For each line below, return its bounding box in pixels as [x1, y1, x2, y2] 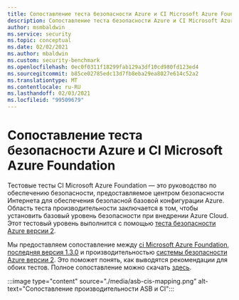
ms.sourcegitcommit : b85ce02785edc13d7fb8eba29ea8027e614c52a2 [7, 70, 199, 77]
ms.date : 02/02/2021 [7, 43, 69, 51]
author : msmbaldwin [7, 24, 65, 31]
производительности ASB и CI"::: [74, 284, 174, 293]
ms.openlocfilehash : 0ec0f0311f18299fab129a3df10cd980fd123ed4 [7, 63, 199, 71]
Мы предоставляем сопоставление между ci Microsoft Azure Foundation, [7, 240, 230, 249]
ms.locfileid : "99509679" [7, 97, 84, 104]
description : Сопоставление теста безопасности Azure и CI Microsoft [7, 17, 218, 24]
